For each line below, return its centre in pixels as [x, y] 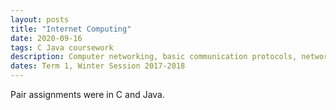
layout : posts [40, 19]
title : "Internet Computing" [71, 29]
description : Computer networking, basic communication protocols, [154, 57]
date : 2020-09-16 [46, 38]
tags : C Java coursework [62, 47]
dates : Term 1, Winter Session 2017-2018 [98, 66]
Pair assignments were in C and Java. [88, 94]
